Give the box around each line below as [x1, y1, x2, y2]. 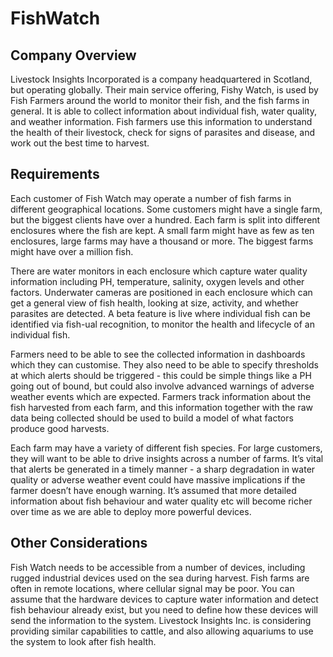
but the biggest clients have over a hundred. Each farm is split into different [10, 213, 321, 226]
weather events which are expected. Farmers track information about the [10, 390, 312, 402]
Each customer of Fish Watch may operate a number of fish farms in [10, 192, 292, 204]
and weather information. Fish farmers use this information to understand [10, 116, 313, 127]
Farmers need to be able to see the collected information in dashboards [10, 348, 306, 360]
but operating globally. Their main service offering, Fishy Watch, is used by [10, 84, 319, 96]
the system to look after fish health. [10, 635, 157, 647]
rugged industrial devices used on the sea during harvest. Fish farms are [10, 572, 310, 584]
